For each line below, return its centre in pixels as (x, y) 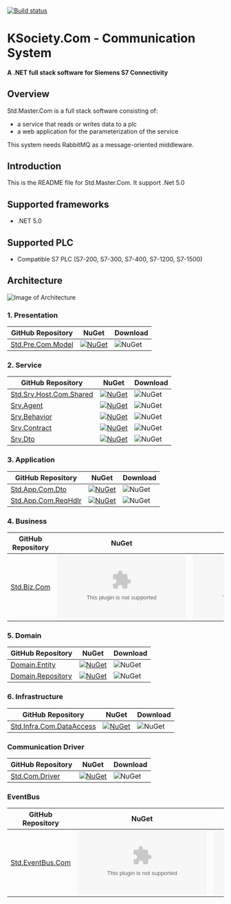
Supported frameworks (58, 204)
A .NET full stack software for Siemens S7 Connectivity (88, 72)
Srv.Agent (27, 406)
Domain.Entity (33, 665)
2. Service (25, 365)
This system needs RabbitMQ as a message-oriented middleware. (100, 144)
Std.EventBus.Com (41, 863)
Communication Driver (46, 746)
